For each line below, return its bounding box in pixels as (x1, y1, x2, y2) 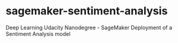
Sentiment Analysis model (5, 30, 71, 37)
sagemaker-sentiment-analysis (5, 4, 168, 18)
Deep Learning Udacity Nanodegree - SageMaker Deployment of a (5, 24, 173, 31)
